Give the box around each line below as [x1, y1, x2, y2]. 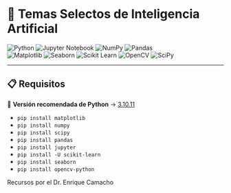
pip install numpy [16, 122, 70, 129]
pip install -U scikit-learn [16, 151, 101, 158]
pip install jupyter [16, 144, 76, 151]
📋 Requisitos [7, 79, 65, 90]
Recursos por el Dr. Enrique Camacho [7, 178, 114, 186]
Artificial [7, 21, 58, 37]
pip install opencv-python [16, 165, 95, 173]
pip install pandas [16, 136, 74, 143]
